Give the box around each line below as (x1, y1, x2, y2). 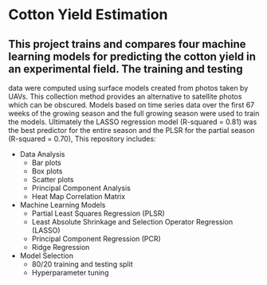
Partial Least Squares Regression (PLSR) (31, 209, 165, 218)
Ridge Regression (31, 243, 90, 252)
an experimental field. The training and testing (8, 62, 243, 76)
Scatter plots (31, 175, 74, 184)
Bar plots (31, 158, 62, 167)
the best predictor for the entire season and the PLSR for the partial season (8, 126, 255, 135)
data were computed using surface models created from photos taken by (8, 84, 249, 92)
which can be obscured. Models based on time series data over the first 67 (8, 100, 255, 109)
